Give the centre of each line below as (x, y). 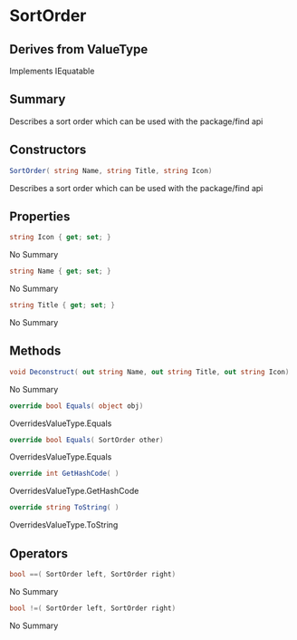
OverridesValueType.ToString (64, 525)
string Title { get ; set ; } (62, 305)
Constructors (48, 150)
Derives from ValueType (79, 49)
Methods (35, 351)
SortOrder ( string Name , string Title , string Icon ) (111, 170)
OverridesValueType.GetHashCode (74, 491)
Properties (40, 216)
